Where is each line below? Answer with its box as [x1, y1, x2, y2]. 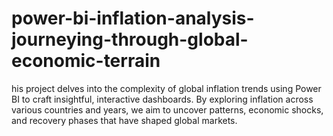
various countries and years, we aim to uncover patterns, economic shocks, [11, 103, 324, 116]
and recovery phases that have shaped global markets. [11, 114, 238, 126]
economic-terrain [11, 50, 161, 72]
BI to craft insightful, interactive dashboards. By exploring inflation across [11, 93, 314, 105]
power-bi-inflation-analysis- [11, 7, 255, 30]
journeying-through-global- [11, 28, 249, 51]
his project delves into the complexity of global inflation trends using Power [11, 82, 322, 94]
